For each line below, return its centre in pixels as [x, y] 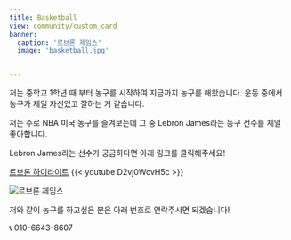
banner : [24, 34]
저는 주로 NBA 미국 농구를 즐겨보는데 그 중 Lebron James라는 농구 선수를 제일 [145, 123]
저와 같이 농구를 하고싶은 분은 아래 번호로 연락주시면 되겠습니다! [120, 210]
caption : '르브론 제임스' [60, 42]
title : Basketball [43, 17]
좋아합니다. [28, 134]
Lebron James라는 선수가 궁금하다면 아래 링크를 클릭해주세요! [117, 153]
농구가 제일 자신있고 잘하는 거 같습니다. [77, 104]
